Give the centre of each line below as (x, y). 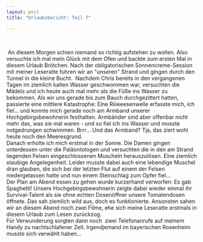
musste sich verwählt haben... (44, 233)
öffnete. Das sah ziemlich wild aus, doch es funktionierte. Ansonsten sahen (101, 201)
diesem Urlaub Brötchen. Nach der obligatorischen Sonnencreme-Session (100, 65)
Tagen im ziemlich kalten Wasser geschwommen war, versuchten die (93, 84)
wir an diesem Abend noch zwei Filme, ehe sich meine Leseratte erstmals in (101, 207)
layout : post (23, 12)
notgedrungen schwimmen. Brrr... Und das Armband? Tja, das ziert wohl (97, 130)
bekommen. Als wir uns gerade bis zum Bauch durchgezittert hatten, (92, 98)
